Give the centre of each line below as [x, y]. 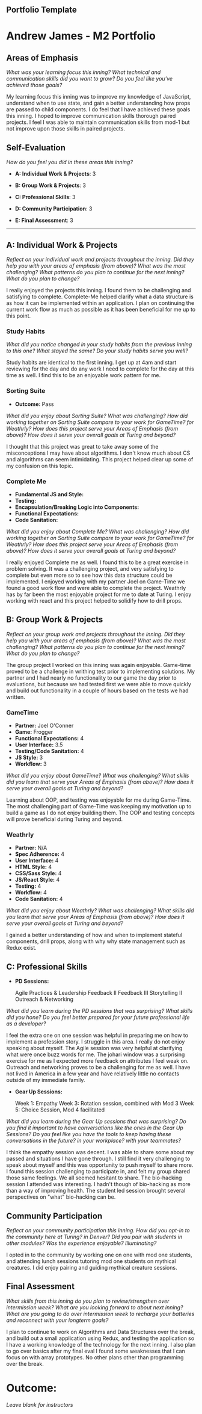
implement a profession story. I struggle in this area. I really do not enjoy [96, 1042]
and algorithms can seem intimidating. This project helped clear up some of [100, 459]
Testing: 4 [28, 886]
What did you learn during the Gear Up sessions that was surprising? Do [96, 1122]
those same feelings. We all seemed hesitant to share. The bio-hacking [94, 1178]
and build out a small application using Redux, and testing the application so [100, 1338]
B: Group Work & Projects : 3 [50, 185]
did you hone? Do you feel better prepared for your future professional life [98, 1017]
